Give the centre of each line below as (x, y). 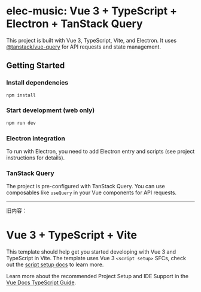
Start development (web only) (51, 110)
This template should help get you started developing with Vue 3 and (91, 252)
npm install (21, 95)
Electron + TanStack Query (74, 24)
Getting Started (36, 66)
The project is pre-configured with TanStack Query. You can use (86, 186)
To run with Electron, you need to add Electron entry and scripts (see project (100, 151)
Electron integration (36, 138)
